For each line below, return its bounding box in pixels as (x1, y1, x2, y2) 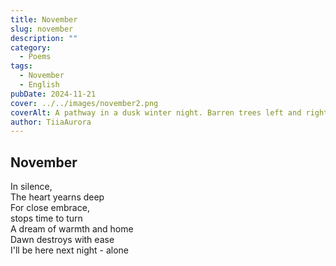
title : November (10, 14, 78, 25)
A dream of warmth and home (10, 223, 134, 235)
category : (10, 42, 52, 53)
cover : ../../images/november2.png (10, 98, 159, 108)
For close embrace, (10, 202, 90, 214)
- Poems (19, 52, 52, 62)
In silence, (10, 181, 53, 193)
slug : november (10, 24, 74, 34)
